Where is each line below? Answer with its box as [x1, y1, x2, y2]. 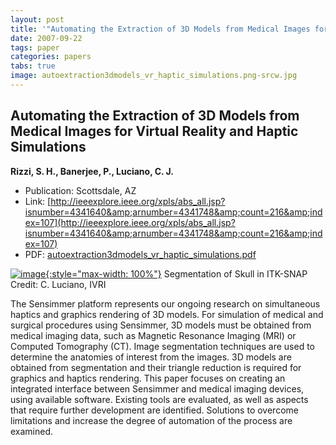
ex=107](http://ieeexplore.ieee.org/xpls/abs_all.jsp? [24, 216, 236, 228]
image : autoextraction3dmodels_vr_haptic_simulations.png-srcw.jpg [10, 71, 298, 81]
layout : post [10, 14, 65, 25]
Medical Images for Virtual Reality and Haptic [10, 123, 299, 140]
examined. [10, 425, 54, 437]
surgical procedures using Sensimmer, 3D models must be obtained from [10, 319, 312, 331]
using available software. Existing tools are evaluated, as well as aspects [10, 393, 309, 405]
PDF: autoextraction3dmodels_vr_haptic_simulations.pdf [24, 248, 257, 260]
